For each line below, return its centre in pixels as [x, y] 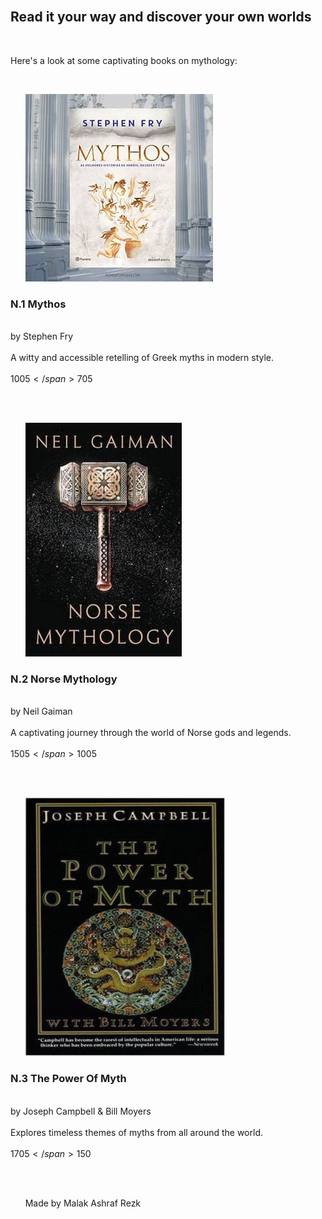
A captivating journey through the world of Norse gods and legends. [151, 733]
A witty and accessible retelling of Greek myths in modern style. [142, 358]
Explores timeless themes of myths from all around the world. [137, 1132]
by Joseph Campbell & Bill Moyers [81, 1111]
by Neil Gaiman [41, 711]
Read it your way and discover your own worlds [161, 17]
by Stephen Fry [42, 336]
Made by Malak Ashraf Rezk [83, 1203]
